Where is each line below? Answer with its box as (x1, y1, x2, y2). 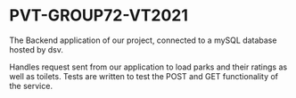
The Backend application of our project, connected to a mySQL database (9, 35, 277, 45)
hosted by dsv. (9, 44, 64, 54)
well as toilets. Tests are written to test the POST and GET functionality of (9, 70, 279, 81)
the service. (9, 80, 53, 91)
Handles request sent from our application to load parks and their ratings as (9, 61, 288, 72)
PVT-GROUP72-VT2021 (9, 5, 189, 26)
